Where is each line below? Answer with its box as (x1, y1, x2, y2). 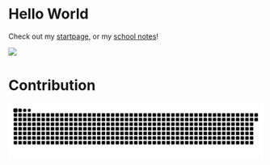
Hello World (8, 5, 89, 23)
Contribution (8, 76, 96, 95)
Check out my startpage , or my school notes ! (8, 31, 159, 41)
